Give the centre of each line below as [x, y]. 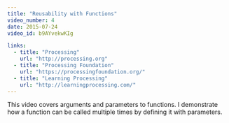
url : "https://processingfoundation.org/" [83, 72]
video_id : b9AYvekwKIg [40, 33]
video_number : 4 [31, 20]
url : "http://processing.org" [64, 59]
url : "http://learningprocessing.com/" [78, 85]
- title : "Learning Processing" [61, 78]
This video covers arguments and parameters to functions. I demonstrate [113, 105]
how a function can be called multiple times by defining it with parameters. [115, 112]
